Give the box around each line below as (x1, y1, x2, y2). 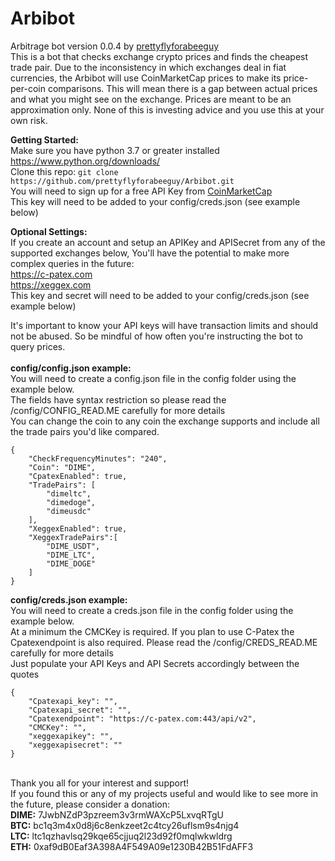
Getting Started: (10, 133, 79, 146)
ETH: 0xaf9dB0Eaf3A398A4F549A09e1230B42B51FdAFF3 (10, 840, 254, 852)
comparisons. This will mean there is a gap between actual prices (47, 82, 318, 94)
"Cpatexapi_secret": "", (28, 705, 132, 715)
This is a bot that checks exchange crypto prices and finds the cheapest (10, 50, 309, 62)
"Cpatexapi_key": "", (28, 696, 118, 706)
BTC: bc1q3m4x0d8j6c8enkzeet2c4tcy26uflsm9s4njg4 (10, 819, 240, 831)
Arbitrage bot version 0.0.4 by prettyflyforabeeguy (10, 40, 220, 52)
